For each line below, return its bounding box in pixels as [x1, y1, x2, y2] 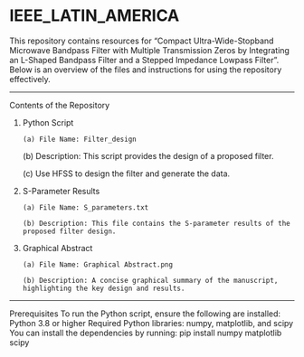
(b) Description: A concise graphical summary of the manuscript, [22, 276, 279, 285]
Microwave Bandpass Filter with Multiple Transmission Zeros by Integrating [9, 44, 290, 55]
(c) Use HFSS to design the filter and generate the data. [22, 168, 231, 179]
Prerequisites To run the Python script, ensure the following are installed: [9, 308, 281, 319]
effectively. [9, 73, 52, 84]
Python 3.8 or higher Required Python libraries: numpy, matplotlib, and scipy [9, 317, 294, 328]
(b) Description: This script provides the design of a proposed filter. [22, 150, 274, 161]
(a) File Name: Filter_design [22, 135, 138, 144]
